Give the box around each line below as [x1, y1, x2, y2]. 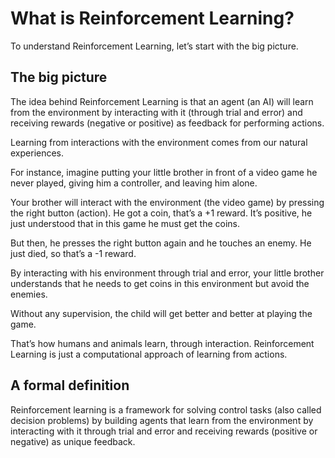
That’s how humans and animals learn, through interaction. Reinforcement [10, 337, 315, 349]
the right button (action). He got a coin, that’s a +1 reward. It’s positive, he [10, 207, 313, 219]
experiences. [10, 147, 65, 159]
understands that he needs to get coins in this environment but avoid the [10, 277, 310, 289]
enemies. [10, 288, 48, 300]
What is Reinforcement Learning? [10, 7, 295, 30]
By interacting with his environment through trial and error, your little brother [10, 267, 325, 279]
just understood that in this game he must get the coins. [10, 217, 241, 229]
